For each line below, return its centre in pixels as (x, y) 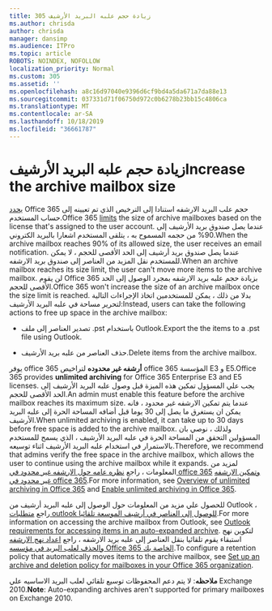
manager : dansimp (38, 39)
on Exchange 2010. (41, 598)
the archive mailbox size (93, 186)
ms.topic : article (40, 54)
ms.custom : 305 (35, 76)
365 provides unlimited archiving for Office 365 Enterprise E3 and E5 (125, 376)
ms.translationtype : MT (49, 106)
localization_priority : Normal (62, 69)
